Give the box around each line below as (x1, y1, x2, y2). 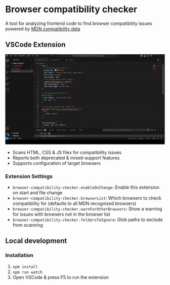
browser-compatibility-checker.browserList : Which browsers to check (12, 195, 162, 201)
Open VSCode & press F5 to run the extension (12, 274, 109, 280)
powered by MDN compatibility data (5, 25, 80, 31)
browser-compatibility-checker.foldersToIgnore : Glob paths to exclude (12, 217, 163, 223)
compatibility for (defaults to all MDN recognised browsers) (12, 200, 137, 206)
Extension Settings (5, 172, 53, 180)
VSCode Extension (5, 41, 66, 49)
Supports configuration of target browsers (12, 160, 101, 166)
